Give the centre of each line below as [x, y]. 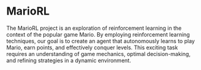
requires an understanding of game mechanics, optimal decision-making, [98, 54]
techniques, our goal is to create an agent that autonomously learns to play [101, 41]
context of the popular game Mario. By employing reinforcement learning [98, 34]
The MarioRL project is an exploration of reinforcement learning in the [94, 28]
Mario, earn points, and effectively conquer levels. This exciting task [92, 47]
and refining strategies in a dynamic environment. [69, 60]
